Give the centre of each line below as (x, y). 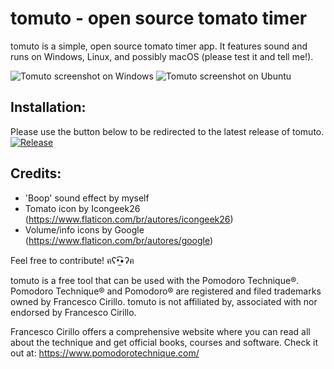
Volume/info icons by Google (84, 229)
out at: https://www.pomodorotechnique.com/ (105, 353)
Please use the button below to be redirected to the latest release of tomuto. (167, 131)
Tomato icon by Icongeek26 (82, 208)
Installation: (48, 107)
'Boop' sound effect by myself (87, 198)
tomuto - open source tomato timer (159, 18)
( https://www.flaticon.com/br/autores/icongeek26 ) (129, 219)
